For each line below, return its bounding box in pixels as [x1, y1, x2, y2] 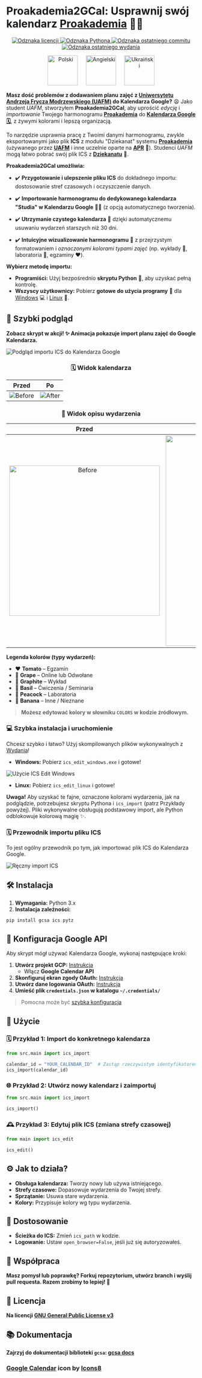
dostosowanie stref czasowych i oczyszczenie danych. [14, 182, 151, 190]
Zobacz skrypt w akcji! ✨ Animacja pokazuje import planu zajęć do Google [6, 330, 196, 337]
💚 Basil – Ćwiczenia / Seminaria [14, 684, 94, 692]
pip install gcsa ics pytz [6, 917, 74, 923]
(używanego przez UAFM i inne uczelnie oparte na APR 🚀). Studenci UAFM [6, 144, 193, 151]
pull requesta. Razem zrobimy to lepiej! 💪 [6, 1278, 111, 1285]
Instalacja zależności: [14, 905, 71, 912]
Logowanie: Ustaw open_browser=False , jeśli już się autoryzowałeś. [14, 1238, 182, 1246]
